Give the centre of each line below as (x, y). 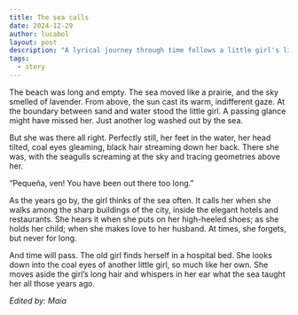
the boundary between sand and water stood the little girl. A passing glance (148, 111)
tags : (19, 59)
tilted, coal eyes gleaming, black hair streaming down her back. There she (144, 146)
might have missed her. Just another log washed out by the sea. (126, 120)
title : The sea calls (49, 17)
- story (31, 67)
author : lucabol (39, 34)
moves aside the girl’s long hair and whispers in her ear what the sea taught (147, 274)
